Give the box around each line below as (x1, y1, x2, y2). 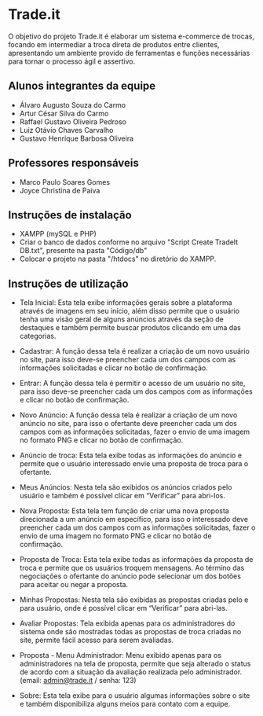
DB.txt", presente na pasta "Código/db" (19, 246, 148, 255)
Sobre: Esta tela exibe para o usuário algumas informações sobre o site (19, 691, 250, 700)
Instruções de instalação (8, 208, 132, 222)
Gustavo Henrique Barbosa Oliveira (19, 134, 134, 143)
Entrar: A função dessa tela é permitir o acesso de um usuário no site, (19, 379, 246, 388)
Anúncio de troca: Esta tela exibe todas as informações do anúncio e (19, 450, 242, 461)
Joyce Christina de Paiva (19, 185, 100, 195)
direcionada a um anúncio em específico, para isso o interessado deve (19, 515, 249, 524)
